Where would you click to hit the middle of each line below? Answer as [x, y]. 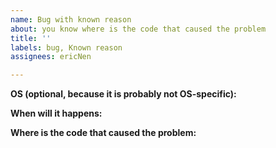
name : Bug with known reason [71, 19]
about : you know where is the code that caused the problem [138, 29]
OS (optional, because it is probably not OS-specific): [123, 94]
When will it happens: [56, 113]
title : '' [31, 38]
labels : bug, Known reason [66, 47]
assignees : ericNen [51, 57]
